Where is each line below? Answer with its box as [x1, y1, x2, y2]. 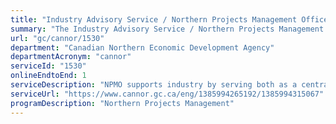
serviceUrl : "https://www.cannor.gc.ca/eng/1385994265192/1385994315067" [10, 89, 325, 99]
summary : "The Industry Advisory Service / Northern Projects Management [10, 24, 325, 34]
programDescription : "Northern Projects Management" [10, 98, 235, 108]
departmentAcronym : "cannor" [10, 52, 132, 62]
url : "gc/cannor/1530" [10, 33, 105, 43]
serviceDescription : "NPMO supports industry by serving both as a [10, 80, 298, 90]
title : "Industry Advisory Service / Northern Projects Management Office [10, 14, 329, 25]
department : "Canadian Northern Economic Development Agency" [10, 42, 275, 53]
